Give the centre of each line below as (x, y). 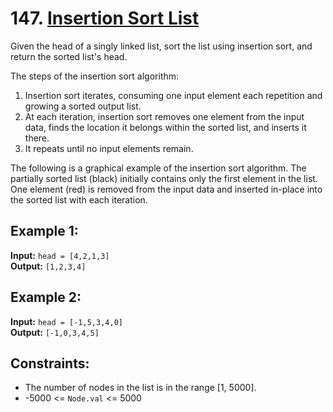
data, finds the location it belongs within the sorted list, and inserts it (165, 127)
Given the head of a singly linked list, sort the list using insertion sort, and (161, 46)
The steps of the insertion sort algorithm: (95, 76)
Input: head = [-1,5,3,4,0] (66, 321)
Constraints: (50, 363)
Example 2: (46, 297)
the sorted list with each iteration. (79, 199)
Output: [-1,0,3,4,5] (55, 332)
